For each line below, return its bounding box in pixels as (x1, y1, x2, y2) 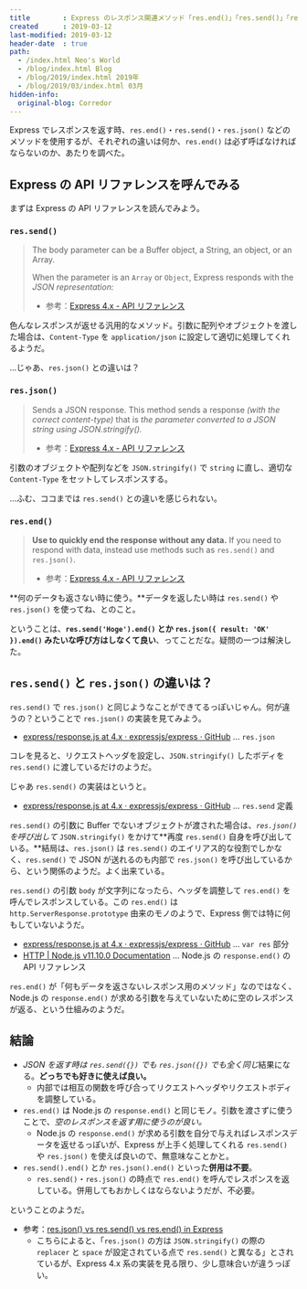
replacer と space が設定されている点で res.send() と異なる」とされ (36, 1246, 294, 1257)
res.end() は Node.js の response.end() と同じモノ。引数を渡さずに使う (22, 1104, 294, 1115)
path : (9, 48, 30, 57)
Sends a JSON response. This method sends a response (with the (31, 404, 281, 415)
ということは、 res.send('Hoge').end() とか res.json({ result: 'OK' (9, 623, 270, 634)
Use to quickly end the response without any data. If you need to (31, 535, 281, 546)
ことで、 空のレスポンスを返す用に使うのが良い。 (22, 1116, 207, 1127)
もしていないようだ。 (9, 919, 90, 930)
